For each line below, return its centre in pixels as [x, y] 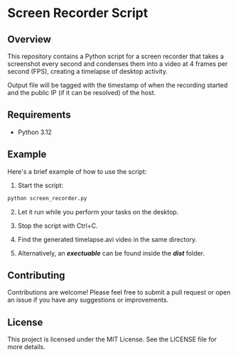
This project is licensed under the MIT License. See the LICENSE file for [112, 339]
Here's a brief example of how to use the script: [77, 171]
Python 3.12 [34, 132]
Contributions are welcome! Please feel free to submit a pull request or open [119, 292]
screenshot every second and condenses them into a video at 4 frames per [118, 64]
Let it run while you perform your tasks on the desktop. [98, 212]
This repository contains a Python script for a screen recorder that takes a [115, 56]
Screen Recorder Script [78, 13]
